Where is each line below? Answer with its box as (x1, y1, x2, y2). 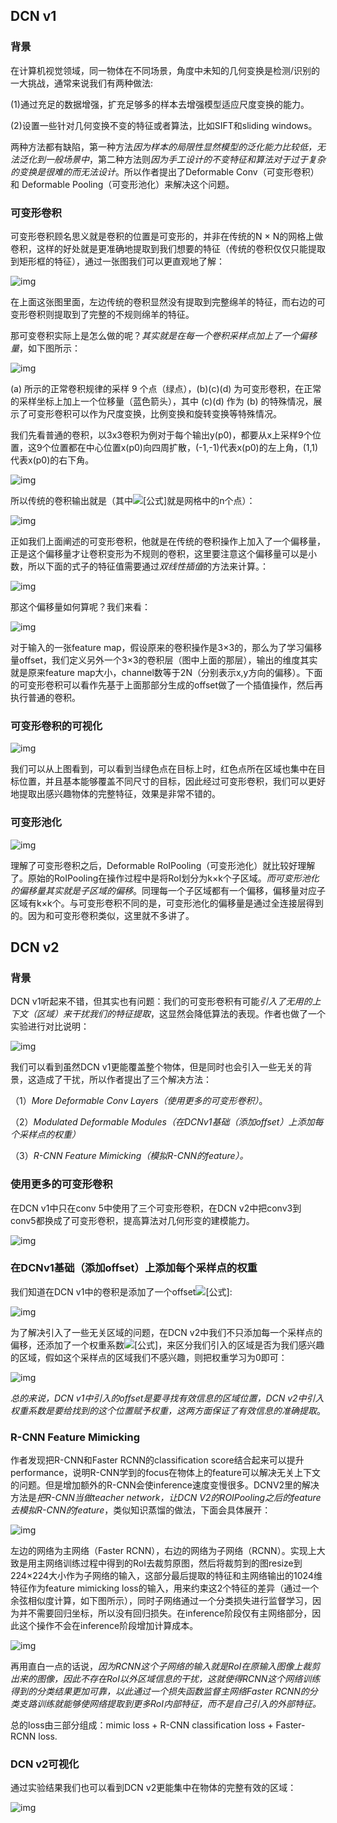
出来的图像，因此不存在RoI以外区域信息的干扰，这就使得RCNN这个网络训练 (10, 1673, 321, 1685)
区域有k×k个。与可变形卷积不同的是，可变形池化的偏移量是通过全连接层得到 (10, 897, 324, 909)
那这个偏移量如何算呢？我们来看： (10, 600, 151, 613)
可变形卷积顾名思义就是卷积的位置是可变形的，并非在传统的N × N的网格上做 (10, 230, 324, 242)
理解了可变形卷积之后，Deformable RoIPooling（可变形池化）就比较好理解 (10, 859, 316, 871)
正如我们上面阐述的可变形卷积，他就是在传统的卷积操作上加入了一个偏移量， (10, 535, 326, 547)
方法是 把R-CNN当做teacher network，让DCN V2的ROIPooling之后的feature (10, 1492, 322, 1504)
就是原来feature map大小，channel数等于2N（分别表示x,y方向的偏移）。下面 (10, 666, 323, 678)
